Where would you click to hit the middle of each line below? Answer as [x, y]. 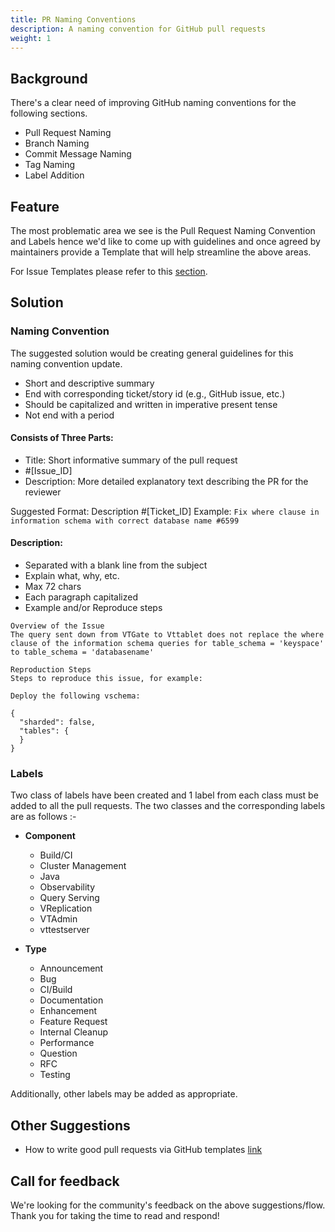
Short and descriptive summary [89, 383]
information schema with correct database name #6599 [125, 521]
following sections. [49, 113]
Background [49, 78]
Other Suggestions [70, 1125]
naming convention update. [66, 363]
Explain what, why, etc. [72, 576]
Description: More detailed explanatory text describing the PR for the [166, 481]
